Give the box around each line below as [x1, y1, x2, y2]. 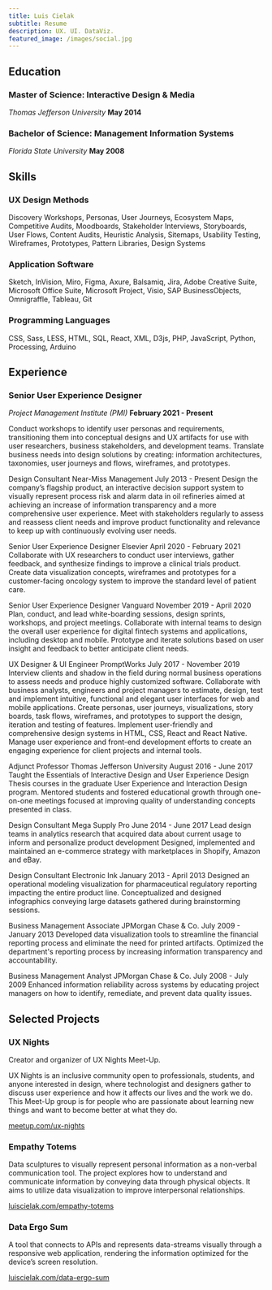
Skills [8, 170, 37, 184]
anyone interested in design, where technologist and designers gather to [8, 1079, 252, 1089]
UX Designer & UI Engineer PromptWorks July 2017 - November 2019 [8, 660, 240, 669]
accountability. [8, 955, 58, 965]
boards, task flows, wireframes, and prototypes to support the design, [8, 712, 243, 721]
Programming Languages [8, 314, 111, 326]
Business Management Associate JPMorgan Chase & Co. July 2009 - [8, 921, 241, 931]
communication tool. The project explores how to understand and [8, 1168, 227, 1178]
